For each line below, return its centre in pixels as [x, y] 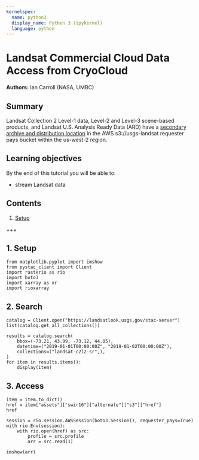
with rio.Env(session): [36, 426]
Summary [25, 106]
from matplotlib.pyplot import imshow [54, 262]
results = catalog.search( [40, 336]
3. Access [25, 386]
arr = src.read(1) [50, 442]
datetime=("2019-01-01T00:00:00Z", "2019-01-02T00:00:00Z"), [94, 347]
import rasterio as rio [36, 273]
